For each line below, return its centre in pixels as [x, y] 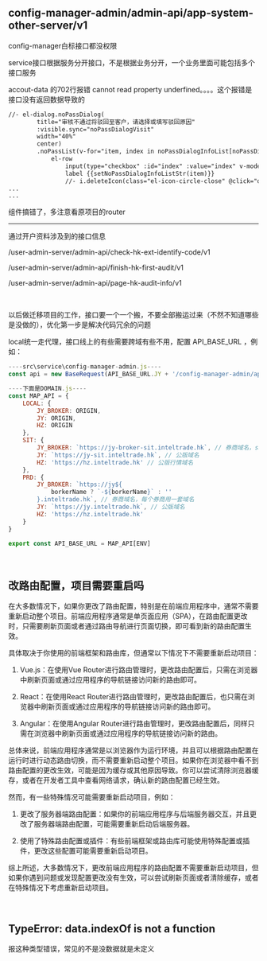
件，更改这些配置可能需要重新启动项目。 [86, 851]
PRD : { [33, 477]
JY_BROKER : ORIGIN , [69, 410]
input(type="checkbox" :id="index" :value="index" [151, 166]
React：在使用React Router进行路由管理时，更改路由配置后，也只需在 [134, 697]
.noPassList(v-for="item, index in [96, 152]
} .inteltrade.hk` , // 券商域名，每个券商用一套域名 [116, 500]
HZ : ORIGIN [55, 426]
